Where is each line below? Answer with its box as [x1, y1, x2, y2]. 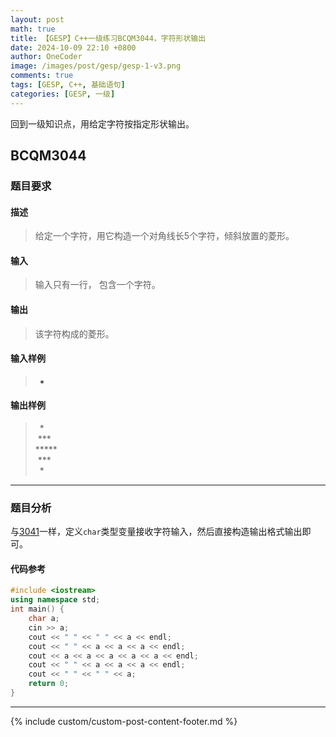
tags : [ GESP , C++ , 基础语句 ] [10, 80, 126, 90]
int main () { [10, 604, 65, 615]
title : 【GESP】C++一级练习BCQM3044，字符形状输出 [10, 33, 207, 43]
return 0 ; [28, 679, 70, 689]
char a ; [28, 614, 60, 624]
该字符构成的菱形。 [34, 327, 115, 340]
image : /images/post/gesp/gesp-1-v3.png [10, 61, 182, 71]
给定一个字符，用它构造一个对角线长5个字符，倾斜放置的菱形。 [34, 230, 295, 242]
